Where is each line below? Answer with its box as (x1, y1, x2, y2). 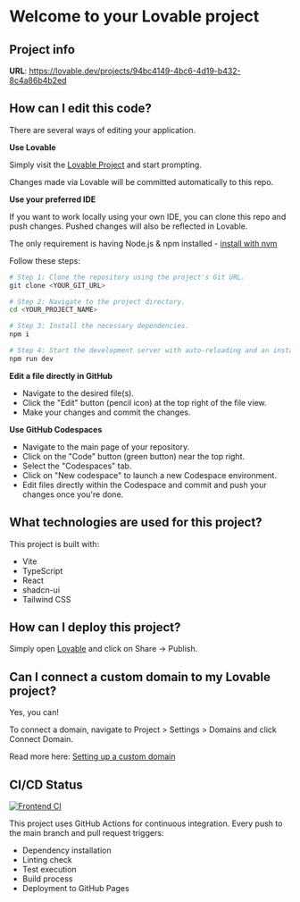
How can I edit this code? (9, 101, 152, 116)
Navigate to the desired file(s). (21, 387, 134, 399)
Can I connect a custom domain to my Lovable (9, 669, 271, 685)
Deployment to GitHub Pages (21, 883, 129, 894)
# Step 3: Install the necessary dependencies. (9, 322, 190, 331)
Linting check (21, 855, 73, 865)
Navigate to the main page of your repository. (21, 441, 190, 452)
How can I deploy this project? (9, 620, 181, 636)
